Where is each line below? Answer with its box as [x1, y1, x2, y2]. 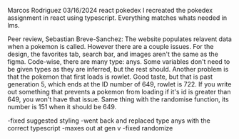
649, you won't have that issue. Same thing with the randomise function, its [7, 95, 230, 104]
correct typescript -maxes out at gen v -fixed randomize [7, 124, 173, 132]
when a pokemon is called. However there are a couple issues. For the [7, 43, 214, 50]
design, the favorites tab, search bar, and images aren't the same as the [7, 50, 219, 58]
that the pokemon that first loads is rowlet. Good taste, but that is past [7, 72, 213, 81]
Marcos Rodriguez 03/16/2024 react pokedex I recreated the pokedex [7, 6, 213, 14]
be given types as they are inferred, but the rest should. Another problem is [7, 65, 229, 73]
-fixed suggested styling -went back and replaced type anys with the [7, 116, 210, 125]
